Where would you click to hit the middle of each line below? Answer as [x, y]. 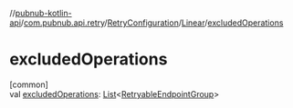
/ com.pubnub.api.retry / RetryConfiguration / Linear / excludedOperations [152, 23]
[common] [29, 84]
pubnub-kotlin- [43, 13]
